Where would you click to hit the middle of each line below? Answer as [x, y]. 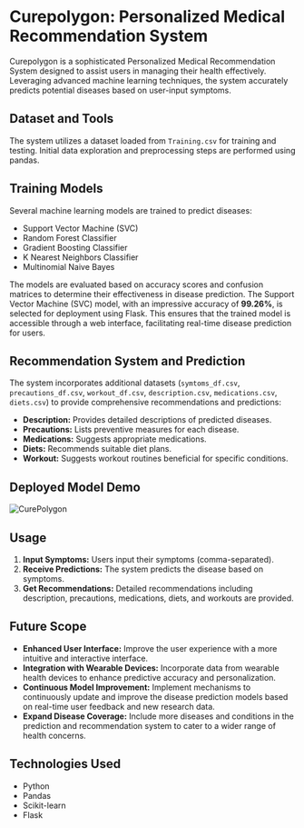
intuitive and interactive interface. [85, 658]
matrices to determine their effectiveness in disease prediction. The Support [152, 294]
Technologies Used [65, 764]
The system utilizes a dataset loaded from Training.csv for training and [143, 140]
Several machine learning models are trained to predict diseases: [131, 210]
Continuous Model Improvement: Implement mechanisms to [137, 687]
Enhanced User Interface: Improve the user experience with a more [150, 648]
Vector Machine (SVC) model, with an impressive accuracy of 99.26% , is [146, 304]
